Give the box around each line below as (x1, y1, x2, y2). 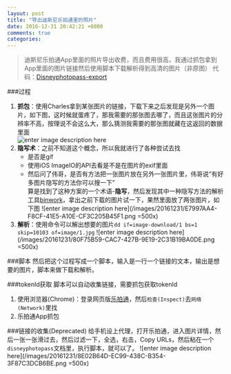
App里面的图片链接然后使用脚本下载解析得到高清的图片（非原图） (23, 64, 212, 72)
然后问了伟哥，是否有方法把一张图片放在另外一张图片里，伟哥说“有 (27, 170, 218, 178)
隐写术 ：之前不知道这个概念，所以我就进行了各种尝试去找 (17, 144, 181, 152)
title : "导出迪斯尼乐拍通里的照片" (7, 17, 97, 23)
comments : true (7, 29, 51, 37)
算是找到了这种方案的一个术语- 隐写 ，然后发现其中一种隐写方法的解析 (27, 187, 224, 195)
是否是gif (27, 152, 54, 161)
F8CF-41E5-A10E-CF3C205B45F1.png (27, 212, 137, 221)
